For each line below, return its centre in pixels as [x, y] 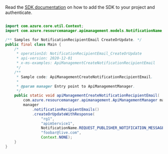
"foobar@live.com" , [61, 133]
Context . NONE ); [56, 137]
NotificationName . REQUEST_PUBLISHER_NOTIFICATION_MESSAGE [102, 128]
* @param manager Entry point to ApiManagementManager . [76, 86]
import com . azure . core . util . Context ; [44, 26]
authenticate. [19, 12]
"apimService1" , [58, 123]
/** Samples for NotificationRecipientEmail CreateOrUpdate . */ [73, 39]
